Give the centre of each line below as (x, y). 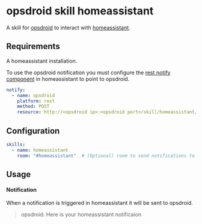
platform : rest (36, 101)
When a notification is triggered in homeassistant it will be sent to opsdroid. (100, 203)
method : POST (33, 107)
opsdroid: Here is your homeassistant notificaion (81, 214)
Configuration (33, 131)
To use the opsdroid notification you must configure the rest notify (88, 72)
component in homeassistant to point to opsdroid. (68, 78)
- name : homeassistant (40, 150)
